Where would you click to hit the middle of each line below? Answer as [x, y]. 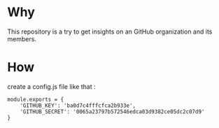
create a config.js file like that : [51, 86]
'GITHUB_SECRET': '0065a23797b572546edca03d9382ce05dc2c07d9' [112, 112]
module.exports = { [36, 99]
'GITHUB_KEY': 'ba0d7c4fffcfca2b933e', [78, 106]
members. [22, 38]
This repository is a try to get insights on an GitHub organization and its [110, 31]
